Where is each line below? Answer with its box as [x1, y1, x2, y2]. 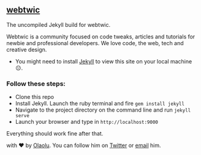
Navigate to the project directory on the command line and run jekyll [15, 106, 191, 114]
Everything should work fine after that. [6, 130, 104, 137]
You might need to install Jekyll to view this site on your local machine [15, 57, 192, 65]
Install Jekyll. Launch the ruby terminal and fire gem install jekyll [15, 100, 185, 107]
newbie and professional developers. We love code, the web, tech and [6, 39, 184, 46]
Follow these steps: [6, 79, 66, 88]
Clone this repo [15, 93, 54, 101]
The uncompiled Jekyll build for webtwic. [6, 21, 111, 28]
